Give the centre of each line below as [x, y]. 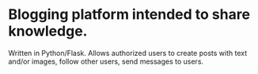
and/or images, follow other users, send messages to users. [106, 61]
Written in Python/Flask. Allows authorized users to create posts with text [128, 53]
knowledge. [48, 31]
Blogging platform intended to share [129, 15]
